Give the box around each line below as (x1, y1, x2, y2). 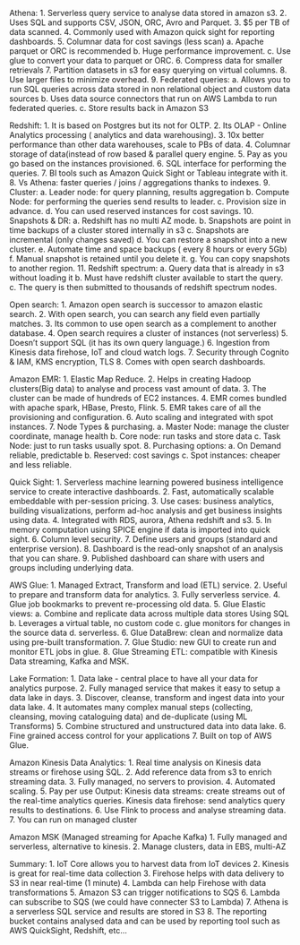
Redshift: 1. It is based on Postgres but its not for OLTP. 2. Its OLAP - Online (9, 120, 287, 131)
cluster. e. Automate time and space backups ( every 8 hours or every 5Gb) (9, 244, 288, 254)
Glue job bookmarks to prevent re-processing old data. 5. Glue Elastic (9, 599, 267, 609)
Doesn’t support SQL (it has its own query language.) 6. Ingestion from (9, 338, 270, 348)
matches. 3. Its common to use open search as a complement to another (9, 318, 278, 329)
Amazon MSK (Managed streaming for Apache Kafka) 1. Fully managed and (9, 832, 288, 842)
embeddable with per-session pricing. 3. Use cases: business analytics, (9, 496, 275, 506)
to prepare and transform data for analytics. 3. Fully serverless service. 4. (9, 589, 280, 599)
